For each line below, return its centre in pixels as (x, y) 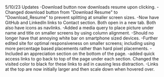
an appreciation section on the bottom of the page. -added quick (89, 54)
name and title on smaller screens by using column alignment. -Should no (79, 33)
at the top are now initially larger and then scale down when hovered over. (80, 69)
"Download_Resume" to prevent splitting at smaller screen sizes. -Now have (82, 17)
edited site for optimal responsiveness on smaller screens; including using (80, 43)
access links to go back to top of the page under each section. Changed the (82, 59)
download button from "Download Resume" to (71, 12)
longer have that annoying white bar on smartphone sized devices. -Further (82, 38)
